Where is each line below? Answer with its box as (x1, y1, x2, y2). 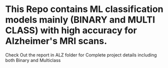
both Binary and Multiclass (5, 57, 61, 63)
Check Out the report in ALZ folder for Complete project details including (5, 51, 157, 58)
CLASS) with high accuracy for (5, 25, 137, 36)
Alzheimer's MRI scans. (5, 35, 107, 47)
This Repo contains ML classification (5, 3, 163, 15)
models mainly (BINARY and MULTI (5, 14, 155, 25)
